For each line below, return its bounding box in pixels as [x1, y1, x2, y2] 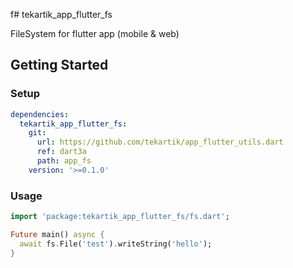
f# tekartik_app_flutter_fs [10, 9, 113, 20]
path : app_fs [36, 156, 92, 166]
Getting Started [10, 57, 109, 74]
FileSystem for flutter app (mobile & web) [10, 28, 180, 39]
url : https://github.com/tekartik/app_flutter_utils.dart [36, 137, 284, 148]
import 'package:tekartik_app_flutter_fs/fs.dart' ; [10, 212, 230, 222]
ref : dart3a [36, 147, 87, 157]
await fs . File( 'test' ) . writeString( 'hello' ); [19, 239, 213, 249]
